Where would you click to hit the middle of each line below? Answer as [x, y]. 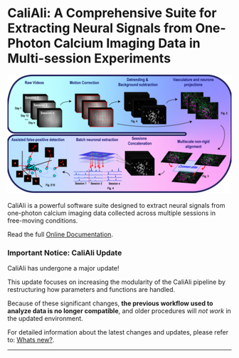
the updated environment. [45, 318]
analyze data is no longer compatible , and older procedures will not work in [119, 310]
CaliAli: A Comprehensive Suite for [112, 13]
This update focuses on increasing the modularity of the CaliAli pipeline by [117, 282]
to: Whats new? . [31, 339]
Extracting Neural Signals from [100, 28]
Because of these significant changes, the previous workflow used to [110, 303]
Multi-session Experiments [89, 59]
